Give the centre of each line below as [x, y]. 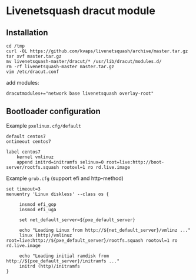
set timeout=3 [24, 189]
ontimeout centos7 [29, 141]
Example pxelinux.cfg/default [44, 125]
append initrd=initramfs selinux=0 [60, 162]
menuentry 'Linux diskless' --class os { [58, 194]
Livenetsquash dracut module [81, 11]
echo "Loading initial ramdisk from [64, 256]
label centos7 [24, 152]
